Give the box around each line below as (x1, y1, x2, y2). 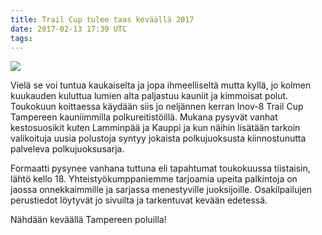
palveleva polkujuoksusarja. (10, 143, 125, 155)
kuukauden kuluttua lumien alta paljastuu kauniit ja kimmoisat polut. (10, 90, 289, 102)
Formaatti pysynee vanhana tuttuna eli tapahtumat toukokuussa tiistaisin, (10, 162, 311, 175)
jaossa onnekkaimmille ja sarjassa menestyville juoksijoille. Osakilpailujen (10, 184, 313, 196)
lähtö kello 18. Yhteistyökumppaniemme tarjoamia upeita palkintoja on (10, 173, 298, 185)
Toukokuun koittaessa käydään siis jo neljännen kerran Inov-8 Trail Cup (10, 101, 304, 113)
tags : (10, 33, 33, 43)
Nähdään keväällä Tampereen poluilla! (10, 214, 167, 226)
